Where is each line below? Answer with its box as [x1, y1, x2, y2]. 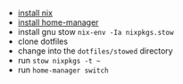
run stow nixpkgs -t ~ [17, 55, 101, 65]
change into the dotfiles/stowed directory [17, 46, 173, 56]
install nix [17, 8, 54, 18]
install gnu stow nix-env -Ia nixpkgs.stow [17, 27, 174, 37]
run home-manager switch [17, 64, 109, 75]
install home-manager [17, 17, 99, 28]
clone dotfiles [17, 36, 69, 46]
